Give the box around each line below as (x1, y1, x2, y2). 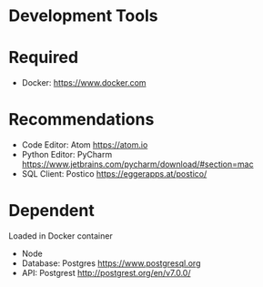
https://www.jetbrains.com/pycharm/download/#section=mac (21, 159, 254, 169)
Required (8, 47, 79, 68)
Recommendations (8, 109, 155, 130)
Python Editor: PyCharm (21, 149, 113, 160)
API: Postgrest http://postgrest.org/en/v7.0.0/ (21, 268, 191, 278)
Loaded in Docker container (8, 231, 113, 241)
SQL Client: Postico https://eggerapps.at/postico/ (21, 169, 207, 179)
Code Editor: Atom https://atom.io (21, 139, 148, 150)
